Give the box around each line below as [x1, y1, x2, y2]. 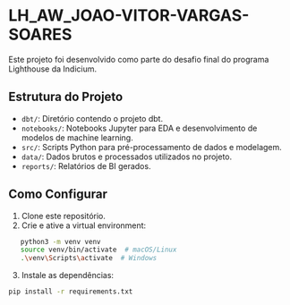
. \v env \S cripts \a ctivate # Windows [20, 254, 158, 263]
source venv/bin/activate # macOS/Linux [20, 245, 177, 255]
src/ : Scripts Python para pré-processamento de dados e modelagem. [21, 141, 283, 152]
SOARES [8, 24, 72, 45]
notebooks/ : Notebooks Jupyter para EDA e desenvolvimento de [21, 123, 258, 133]
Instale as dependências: [21, 270, 114, 281]
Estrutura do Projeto [8, 89, 124, 105]
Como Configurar [8, 187, 108, 202]
